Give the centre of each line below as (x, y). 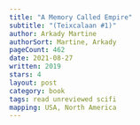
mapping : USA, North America (63, 107)
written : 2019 (35, 67)
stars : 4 (25, 75)
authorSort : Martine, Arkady (63, 42)
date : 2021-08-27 (41, 58)
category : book (37, 91)
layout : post (33, 83)
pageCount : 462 (37, 50)
